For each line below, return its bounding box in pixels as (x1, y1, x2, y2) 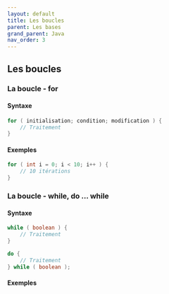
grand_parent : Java (7, 30, 65, 37)
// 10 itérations (20, 167, 71, 175)
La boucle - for (7, 84, 58, 94)
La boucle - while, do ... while (7, 192, 109, 201)
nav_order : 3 (7, 37, 46, 44)
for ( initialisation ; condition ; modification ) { (7, 117, 162, 124)
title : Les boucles (7, 17, 65, 24)
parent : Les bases (7, 23, 61, 30)
